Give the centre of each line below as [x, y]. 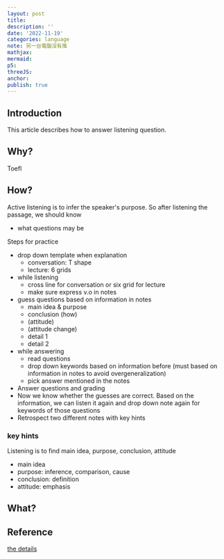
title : [17, 20]
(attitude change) [52, 329]
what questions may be [51, 228]
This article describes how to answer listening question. [87, 130]
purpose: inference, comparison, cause [74, 471]
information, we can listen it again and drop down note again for [109, 403]
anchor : [18, 78]
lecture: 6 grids [49, 269]
